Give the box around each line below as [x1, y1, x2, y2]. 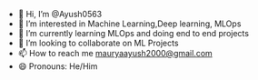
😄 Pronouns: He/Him [17, 61, 98, 72]
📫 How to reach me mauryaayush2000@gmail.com [17, 48, 213, 58]
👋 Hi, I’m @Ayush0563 [17, 9, 103, 19]
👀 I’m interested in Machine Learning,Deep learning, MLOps [17, 18, 242, 29]
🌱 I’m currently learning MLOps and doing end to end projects [17, 28, 250, 38]
